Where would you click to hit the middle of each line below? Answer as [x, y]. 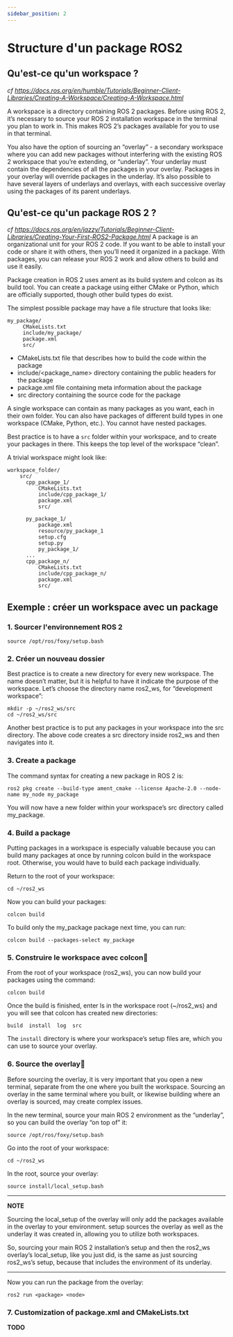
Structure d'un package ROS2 [95, 48]
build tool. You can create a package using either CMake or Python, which [113, 287]
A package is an [175, 237]
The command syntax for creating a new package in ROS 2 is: [95, 776]
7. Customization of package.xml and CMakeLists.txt [98, 1312]
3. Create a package [42, 760]
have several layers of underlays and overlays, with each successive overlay [116, 183]
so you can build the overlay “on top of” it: [67, 1122]
